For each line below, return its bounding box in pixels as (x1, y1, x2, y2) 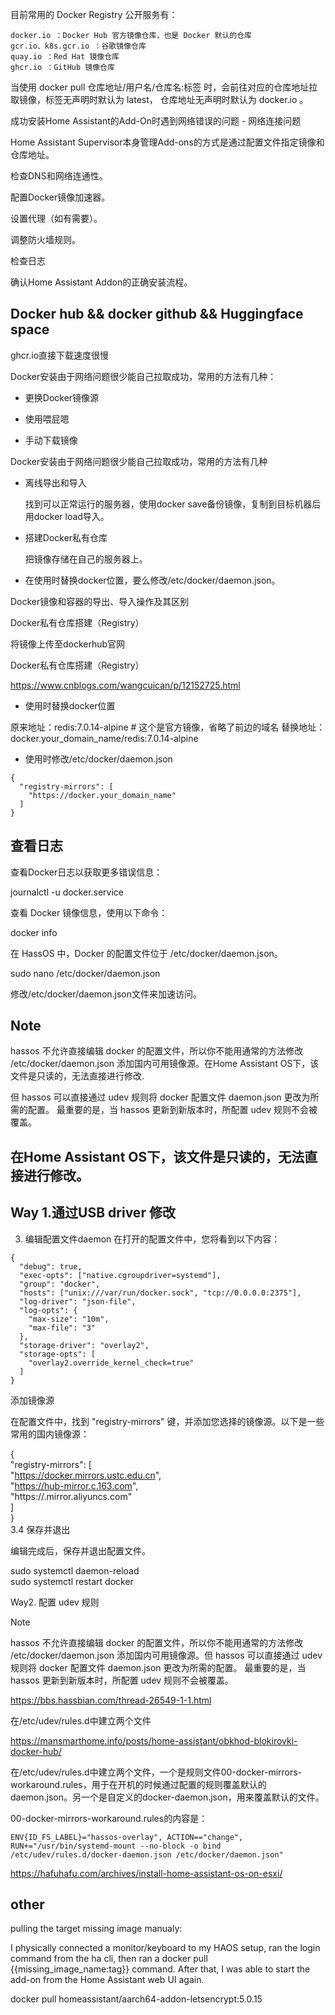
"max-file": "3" (28, 1323, 97, 1333)
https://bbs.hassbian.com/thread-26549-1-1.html (10, 1694, 212, 1706)
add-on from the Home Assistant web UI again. (10, 1974, 205, 1986)
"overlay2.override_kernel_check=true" (28, 1358, 195, 1368)
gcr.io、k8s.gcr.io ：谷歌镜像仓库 (10, 41, 147, 51)
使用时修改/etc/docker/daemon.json (24, 753, 173, 765)
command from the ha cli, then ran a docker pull (10, 1953, 208, 1965)
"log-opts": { (19, 1305, 78, 1315)
